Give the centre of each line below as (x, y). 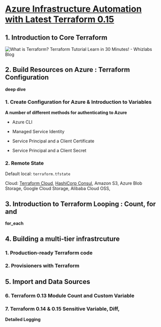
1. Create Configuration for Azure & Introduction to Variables (79, 102)
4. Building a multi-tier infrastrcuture (63, 239)
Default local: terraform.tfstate (38, 174)
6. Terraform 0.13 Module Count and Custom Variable (70, 296)
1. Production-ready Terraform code (49, 253)
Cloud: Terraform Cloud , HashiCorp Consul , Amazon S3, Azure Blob (74, 183)
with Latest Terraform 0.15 (60, 19)
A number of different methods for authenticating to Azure (66, 113)
